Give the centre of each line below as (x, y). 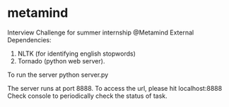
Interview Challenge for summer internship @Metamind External (101, 32)
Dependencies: (29, 39)
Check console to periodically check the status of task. (87, 96)
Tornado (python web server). (61, 61)
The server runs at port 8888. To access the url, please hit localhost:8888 (115, 88)
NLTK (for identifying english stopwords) (77, 53)
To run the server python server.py (58, 75)
